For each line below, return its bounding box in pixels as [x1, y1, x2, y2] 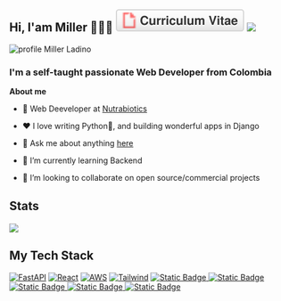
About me [9, 86, 47, 97]
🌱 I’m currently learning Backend [21, 155, 143, 166]
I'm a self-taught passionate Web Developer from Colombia [9, 66, 272, 78]
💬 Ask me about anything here [21, 138, 134, 149]
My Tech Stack [9, 248, 94, 264]
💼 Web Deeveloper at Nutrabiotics [21, 103, 147, 114]
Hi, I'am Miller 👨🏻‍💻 [9, 20, 114, 36]
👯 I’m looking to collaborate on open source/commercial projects [21, 173, 260, 183]
